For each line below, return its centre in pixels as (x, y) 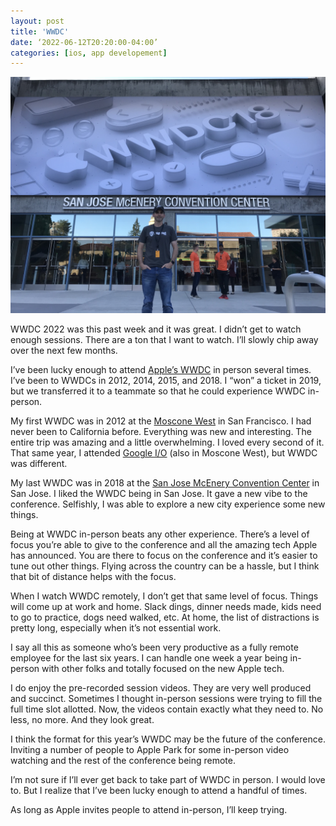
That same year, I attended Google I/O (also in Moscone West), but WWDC (164, 453)
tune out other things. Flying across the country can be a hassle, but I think (165, 566)
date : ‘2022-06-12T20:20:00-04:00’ (84, 42)
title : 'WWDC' (40, 31)
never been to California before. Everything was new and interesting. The (161, 432)
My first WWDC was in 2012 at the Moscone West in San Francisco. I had (161, 421)
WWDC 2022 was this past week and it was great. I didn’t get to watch (156, 329)
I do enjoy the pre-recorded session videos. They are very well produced (161, 688)
